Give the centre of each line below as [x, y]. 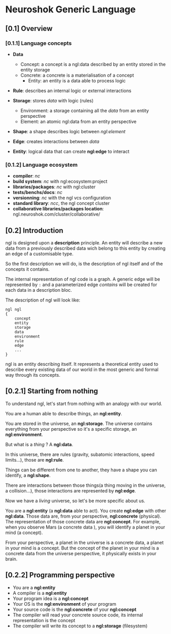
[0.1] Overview [29, 29]
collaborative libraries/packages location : [58, 209]
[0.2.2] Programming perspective [60, 575]
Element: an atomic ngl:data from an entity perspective [79, 121]
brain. [12, 559]
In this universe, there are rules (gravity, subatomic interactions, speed [80, 454]
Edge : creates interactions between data [56, 141]
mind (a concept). [24, 532]
